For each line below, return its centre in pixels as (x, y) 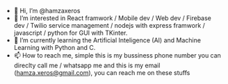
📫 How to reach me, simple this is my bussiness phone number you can (117, 55)
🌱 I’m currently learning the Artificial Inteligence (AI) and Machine (107, 40)
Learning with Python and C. (55, 48)
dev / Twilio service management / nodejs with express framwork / (109, 25)
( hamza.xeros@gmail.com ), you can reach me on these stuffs (102, 73)
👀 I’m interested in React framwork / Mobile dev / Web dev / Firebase (113, 18)
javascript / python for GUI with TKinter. (71, 33)
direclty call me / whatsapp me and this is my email (87, 65)
